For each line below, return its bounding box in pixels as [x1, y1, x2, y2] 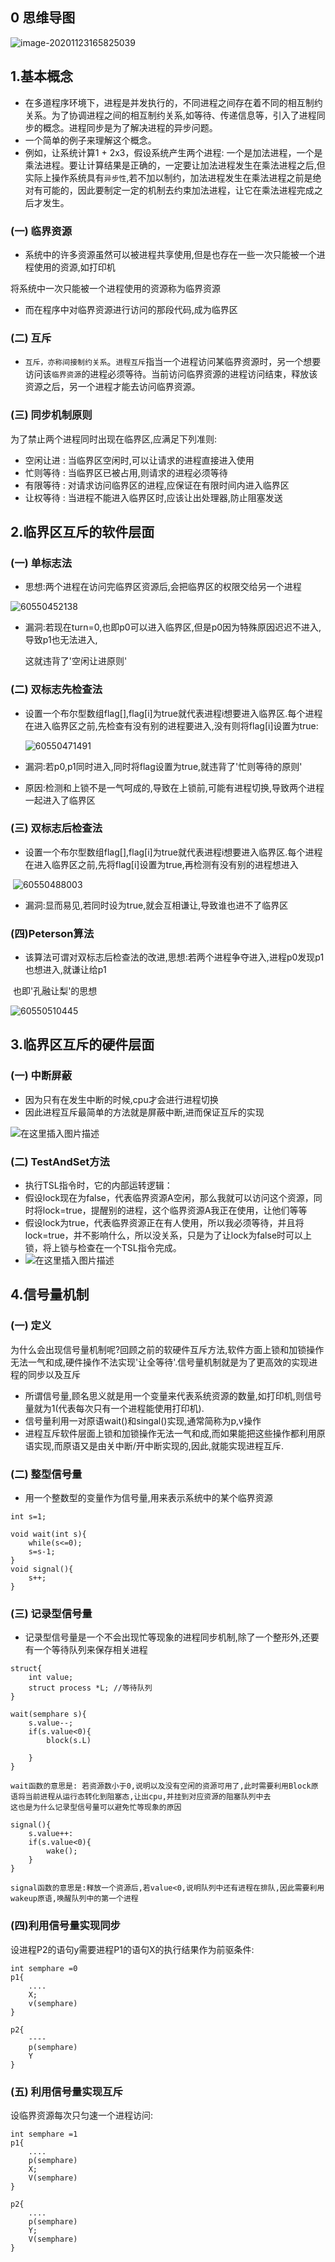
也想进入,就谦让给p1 [24, 964, 107, 976]
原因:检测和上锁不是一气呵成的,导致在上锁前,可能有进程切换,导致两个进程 [24, 781, 325, 793]
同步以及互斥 [27, 1368, 81, 1380]
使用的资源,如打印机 [33, 261, 116, 273]
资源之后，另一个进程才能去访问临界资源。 [24, 381, 201, 393]
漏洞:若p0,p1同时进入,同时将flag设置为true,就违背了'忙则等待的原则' [24, 760, 303, 772]
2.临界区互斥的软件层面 [10, 523, 155, 540]
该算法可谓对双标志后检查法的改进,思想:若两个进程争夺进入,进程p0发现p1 [24, 951, 325, 963]
